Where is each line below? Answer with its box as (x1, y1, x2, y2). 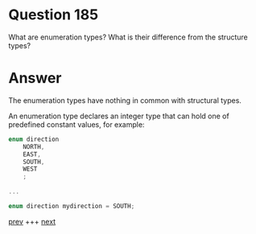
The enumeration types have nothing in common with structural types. (8, 95, 242, 105)
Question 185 (8, 6, 99, 24)
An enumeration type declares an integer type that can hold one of (8, 111, 229, 121)
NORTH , (23, 142, 45, 150)
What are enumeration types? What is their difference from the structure (8, 32, 248, 42)
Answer (8, 69, 62, 88)
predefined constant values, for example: (8, 119, 145, 129)
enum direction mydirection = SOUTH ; (8, 202, 135, 210)
